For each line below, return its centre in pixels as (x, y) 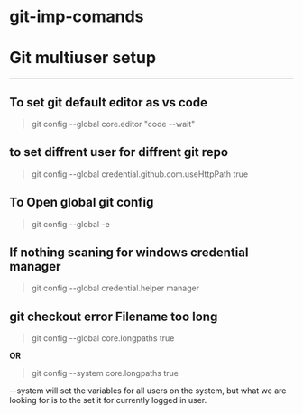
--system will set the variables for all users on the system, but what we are (148, 391)
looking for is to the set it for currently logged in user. (108, 400)
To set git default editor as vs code (108, 102)
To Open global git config (82, 202)
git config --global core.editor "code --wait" (113, 124)
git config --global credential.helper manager (115, 288)
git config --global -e (70, 224)
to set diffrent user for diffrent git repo (119, 152)
